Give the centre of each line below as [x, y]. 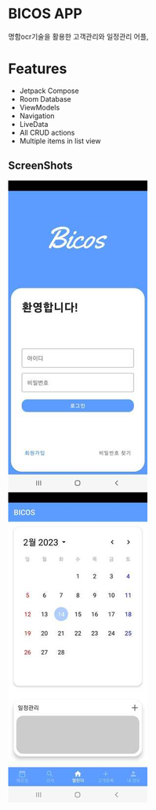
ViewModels [40, 107]
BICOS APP [45, 14]
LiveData [34, 124]
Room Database [45, 98]
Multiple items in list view [60, 141]
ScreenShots [40, 166]
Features [38, 69]
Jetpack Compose [49, 91]
